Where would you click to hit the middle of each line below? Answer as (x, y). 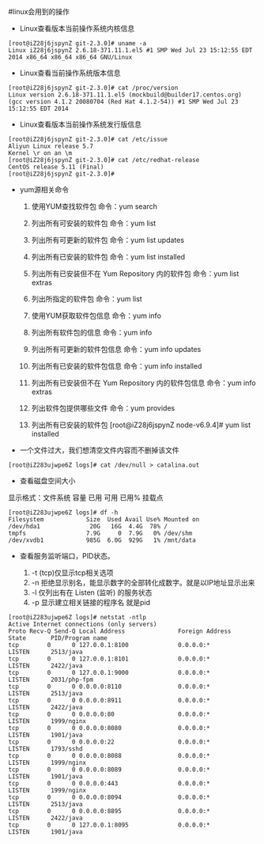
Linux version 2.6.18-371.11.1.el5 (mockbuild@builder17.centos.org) (125, 95)
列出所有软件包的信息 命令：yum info (92, 332)
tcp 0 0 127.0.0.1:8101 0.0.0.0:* (109, 659)
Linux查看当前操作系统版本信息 (70, 73)
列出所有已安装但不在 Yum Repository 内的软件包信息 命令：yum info (143, 383)
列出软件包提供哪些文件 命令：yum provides (103, 408)
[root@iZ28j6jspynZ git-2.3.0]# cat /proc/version (93, 88)
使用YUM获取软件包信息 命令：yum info (96, 316)
